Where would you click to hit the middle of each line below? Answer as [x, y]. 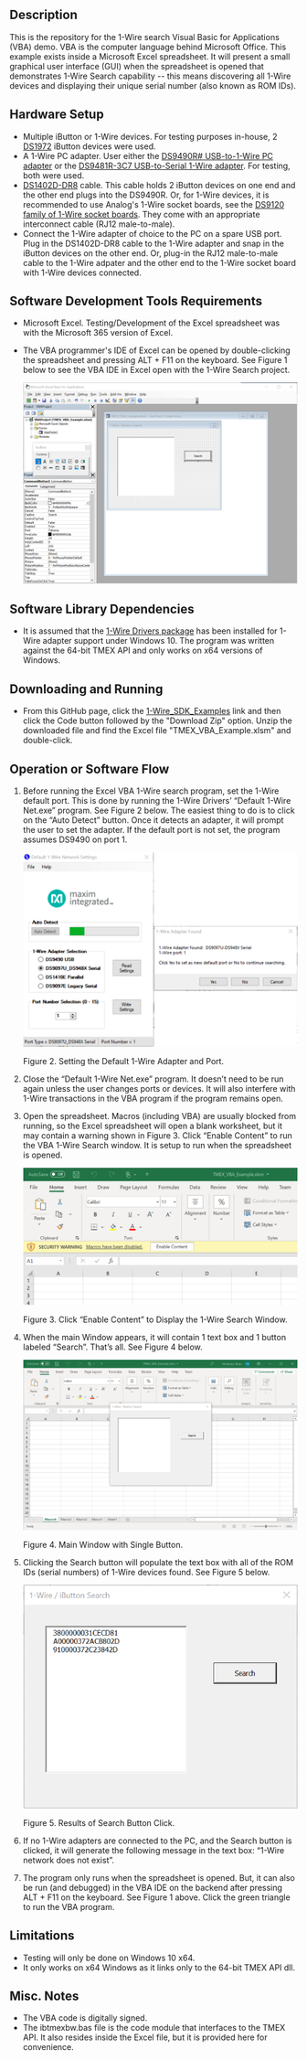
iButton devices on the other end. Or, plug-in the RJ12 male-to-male [150, 253]
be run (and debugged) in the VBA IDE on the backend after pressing [153, 1887]
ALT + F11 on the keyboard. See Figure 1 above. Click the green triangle [156, 1897]
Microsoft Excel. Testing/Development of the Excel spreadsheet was [151, 323]
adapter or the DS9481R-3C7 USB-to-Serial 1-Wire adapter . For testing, [156, 165]
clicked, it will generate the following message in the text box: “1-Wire [153, 1850]
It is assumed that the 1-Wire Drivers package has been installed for [150, 631]
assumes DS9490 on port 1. [75, 839]
